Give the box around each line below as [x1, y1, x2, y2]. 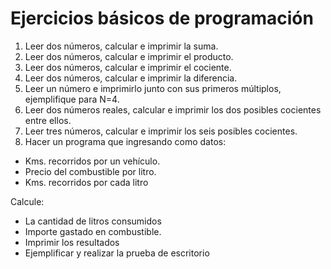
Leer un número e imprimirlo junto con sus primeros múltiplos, [24, 82, 282, 94]
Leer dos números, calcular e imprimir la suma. [24, 40, 219, 52]
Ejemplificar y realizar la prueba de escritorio [24, 247, 210, 259]
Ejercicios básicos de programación [10, 7, 314, 30]
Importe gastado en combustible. [24, 225, 162, 237]
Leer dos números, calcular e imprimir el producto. [24, 50, 234, 62]
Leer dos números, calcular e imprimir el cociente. [24, 61, 232, 73]
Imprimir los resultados [24, 236, 120, 248]
